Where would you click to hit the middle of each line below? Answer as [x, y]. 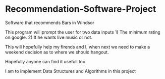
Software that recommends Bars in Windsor [50, 23]
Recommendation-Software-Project [81, 9]
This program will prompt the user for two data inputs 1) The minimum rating [83, 32]
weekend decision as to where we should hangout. [57, 52]
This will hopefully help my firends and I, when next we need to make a [78, 47]
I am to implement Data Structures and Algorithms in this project [71, 71]
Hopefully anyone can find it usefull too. [46, 61]
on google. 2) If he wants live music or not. [49, 37]
